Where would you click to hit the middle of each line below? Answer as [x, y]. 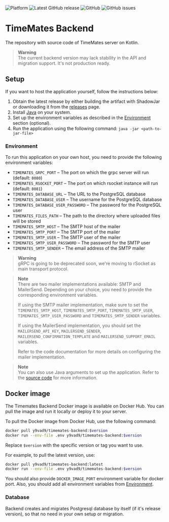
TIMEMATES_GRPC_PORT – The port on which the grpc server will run [80, 173]
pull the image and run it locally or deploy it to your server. [66, 411]
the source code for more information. [58, 378]
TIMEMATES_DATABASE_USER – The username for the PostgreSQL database [87, 200]
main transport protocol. [43, 269]
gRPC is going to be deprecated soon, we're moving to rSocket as [87, 264]
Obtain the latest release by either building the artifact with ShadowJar [86, 101]
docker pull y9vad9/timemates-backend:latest [54, 464]
